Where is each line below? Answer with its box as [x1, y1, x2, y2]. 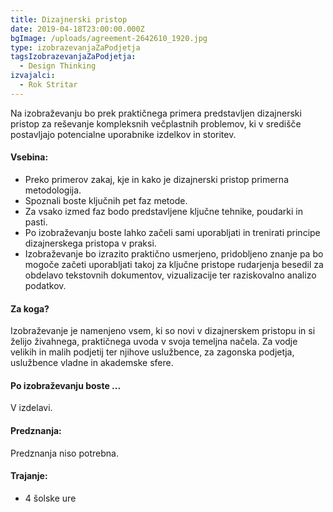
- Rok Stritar [19, 80, 78, 90]
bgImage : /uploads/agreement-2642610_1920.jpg [10, 33, 208, 43]
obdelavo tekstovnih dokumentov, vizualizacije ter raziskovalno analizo [24, 269, 317, 281]
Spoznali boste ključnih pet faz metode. [24, 194, 188, 206]
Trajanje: [10, 470, 48, 482]
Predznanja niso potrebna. [10, 447, 119, 459]
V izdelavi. [10, 402, 53, 414]
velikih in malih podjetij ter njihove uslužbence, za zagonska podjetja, [10, 346, 295, 358]
